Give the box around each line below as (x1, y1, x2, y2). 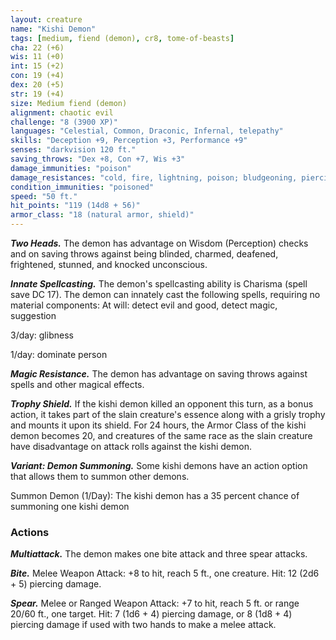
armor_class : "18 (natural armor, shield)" (10, 210, 195, 220)
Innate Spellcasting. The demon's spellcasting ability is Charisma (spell (10, 278, 308, 290)
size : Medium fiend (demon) (10, 98, 128, 108)
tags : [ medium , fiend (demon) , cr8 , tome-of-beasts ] (10, 33, 235, 43)
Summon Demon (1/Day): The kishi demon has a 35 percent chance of (10, 490, 300, 501)
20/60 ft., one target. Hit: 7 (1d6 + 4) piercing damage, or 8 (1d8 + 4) (10, 608, 293, 620)
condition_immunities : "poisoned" (10, 182, 155, 192)
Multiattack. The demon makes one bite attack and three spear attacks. (10, 548, 308, 560)
